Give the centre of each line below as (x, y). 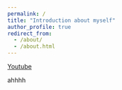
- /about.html (34, 46)
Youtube (20, 66)
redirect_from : (30, 33)
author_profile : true (39, 27)
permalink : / (27, 14)
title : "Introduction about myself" (61, 20)
